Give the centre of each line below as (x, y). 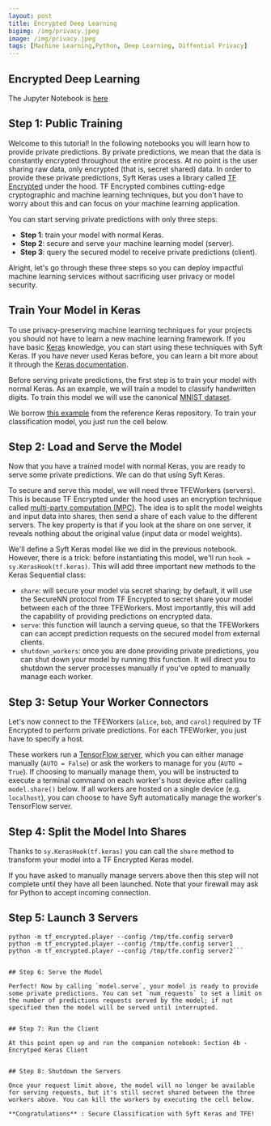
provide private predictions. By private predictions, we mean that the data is (135, 151)
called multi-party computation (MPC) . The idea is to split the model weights (135, 508)
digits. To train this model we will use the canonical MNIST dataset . (120, 397)
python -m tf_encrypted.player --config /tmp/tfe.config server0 (121, 937)
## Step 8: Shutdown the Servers (65, 1071)
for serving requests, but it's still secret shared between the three (131, 1092)
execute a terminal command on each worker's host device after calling (127, 780)
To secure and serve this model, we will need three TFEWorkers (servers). (132, 491)
